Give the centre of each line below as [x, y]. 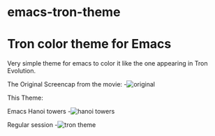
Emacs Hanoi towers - [39, 112]
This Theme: [25, 98]
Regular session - [32, 125]
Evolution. [22, 71]
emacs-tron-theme [64, 12]
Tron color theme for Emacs [89, 44]
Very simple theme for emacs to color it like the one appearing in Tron [107, 63]
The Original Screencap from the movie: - [67, 84]
